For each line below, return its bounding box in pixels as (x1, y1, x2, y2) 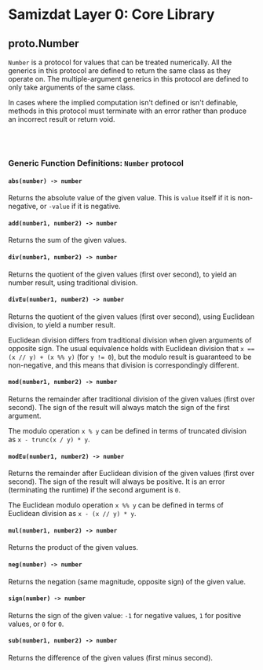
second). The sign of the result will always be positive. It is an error (8, 477, 225, 486)
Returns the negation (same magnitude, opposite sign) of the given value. (8, 577, 246, 586)
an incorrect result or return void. (8, 115, 115, 123)
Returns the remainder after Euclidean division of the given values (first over (8, 469, 255, 478)
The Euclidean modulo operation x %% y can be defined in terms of (8, 500, 224, 510)
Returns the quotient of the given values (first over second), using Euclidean (8, 312, 255, 321)
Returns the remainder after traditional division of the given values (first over (8, 394, 255, 404)
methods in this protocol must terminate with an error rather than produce (8, 106, 247, 115)
